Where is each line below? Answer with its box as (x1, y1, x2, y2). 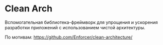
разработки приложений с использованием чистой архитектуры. (5, 24, 145, 30)
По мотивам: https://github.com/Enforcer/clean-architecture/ (5, 34, 133, 40)
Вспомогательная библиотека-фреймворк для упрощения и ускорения (5, 19, 158, 25)
